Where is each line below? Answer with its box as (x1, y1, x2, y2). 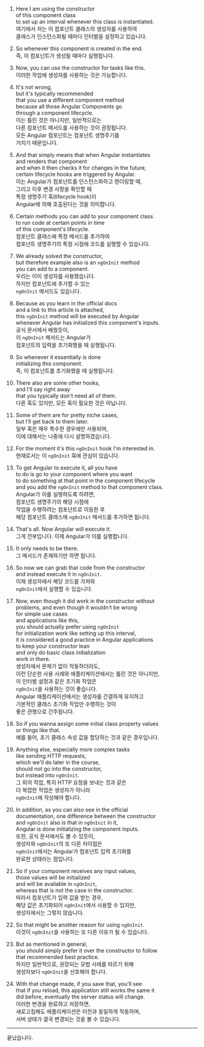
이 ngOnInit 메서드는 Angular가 (15, 334, 91, 341)
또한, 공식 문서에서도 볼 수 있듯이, (15, 833, 95, 840)
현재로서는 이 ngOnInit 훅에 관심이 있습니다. (15, 452, 120, 459)
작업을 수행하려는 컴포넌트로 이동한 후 (15, 506, 105, 513)
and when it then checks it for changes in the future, (15, 164, 147, 171)
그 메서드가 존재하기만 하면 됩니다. (15, 552, 97, 559)
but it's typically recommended (15, 90, 93, 97)
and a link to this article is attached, (15, 306, 105, 313)
